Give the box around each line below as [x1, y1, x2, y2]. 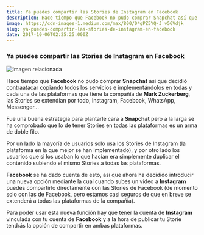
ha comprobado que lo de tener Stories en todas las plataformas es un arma [6, 121, 198, 129]
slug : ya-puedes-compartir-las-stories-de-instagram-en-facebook [6, 26, 175, 32]
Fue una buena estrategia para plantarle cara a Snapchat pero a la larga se [6, 115, 195, 123]
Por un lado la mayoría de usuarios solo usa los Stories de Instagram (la [6, 140, 186, 147]
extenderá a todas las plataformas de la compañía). [6, 197, 135, 204]
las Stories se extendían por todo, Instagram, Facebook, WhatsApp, [6, 97, 176, 104]
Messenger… [6, 103, 40, 110]
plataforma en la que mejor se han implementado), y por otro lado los [6, 146, 180, 154]
